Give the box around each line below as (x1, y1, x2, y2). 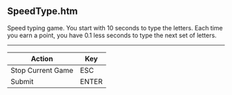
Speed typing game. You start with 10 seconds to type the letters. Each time (7, 23, 223, 32)
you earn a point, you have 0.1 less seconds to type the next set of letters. (7, 31, 217, 39)
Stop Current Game (10, 65, 74, 75)
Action (30, 54, 53, 63)
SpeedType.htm (7, 6, 78, 17)
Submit (10, 76, 34, 86)
